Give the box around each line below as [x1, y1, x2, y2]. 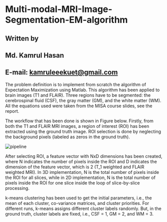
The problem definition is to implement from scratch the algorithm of [5, 81, 146, 87]
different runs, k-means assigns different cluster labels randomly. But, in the [5, 205, 161, 211]
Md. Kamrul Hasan [5, 51, 64, 60]
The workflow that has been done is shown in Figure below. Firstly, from [5, 118, 154, 124]
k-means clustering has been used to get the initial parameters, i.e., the [5, 194, 152, 201]
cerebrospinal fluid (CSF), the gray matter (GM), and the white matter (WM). [5, 97, 161, 103]
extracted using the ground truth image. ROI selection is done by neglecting [5, 128, 161, 134]
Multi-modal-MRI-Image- [5, 4, 112, 15]
